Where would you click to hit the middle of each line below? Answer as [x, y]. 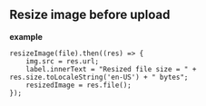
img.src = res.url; [63, 61]
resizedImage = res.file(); [78, 85]
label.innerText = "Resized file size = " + [111, 69]
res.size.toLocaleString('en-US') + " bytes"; [99, 77]
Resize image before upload [90, 15]
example [26, 36]
